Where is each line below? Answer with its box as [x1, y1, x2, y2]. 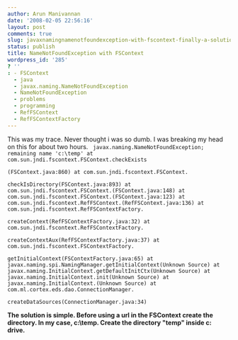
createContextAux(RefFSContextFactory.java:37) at [7, 236, 160, 244]
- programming [13, 102, 55, 110]
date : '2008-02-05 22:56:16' [7, 17, 93, 24]
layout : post [7, 23, 46, 30]
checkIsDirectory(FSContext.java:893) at [7, 181, 132, 188]
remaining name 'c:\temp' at [7, 150, 93, 157]
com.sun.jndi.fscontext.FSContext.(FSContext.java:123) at [7, 193, 186, 200]
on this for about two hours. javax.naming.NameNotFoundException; [7, 142, 204, 151]
